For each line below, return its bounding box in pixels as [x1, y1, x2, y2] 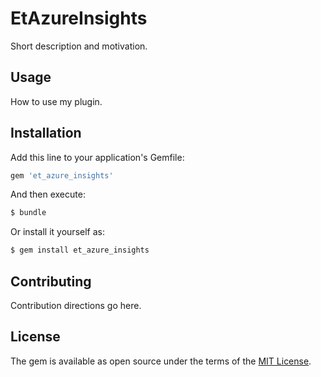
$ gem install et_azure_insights [10, 245, 150, 256]
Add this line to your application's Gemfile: [10, 151, 185, 163]
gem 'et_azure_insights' [10, 170, 114, 181]
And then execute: [10, 188, 86, 201]
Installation [10, 125, 82, 142]
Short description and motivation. [10, 40, 148, 52]
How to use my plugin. [10, 95, 103, 107]
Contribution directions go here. [10, 300, 142, 311]
